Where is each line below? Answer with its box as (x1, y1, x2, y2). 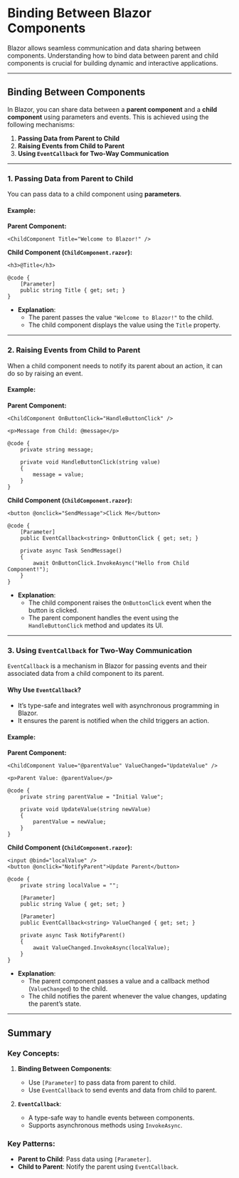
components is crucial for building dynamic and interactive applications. (7, 58, 218, 67)
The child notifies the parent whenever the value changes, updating (28, 992, 227, 1001)
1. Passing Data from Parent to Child (7, 173, 134, 183)
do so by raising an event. (7, 369, 83, 377)
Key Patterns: (7, 1139, 55, 1149)
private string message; (20, 446, 94, 453)
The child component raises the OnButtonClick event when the (28, 598, 212, 607)
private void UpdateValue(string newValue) (20, 806, 152, 813)
